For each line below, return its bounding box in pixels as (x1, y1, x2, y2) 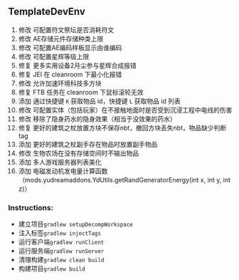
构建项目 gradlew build (18, 264, 85, 273)
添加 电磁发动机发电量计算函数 (18, 167, 108, 175)
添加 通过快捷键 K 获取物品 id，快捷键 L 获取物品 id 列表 (18, 96, 181, 105)
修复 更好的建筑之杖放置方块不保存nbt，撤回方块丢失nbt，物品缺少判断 (18, 123, 227, 132)
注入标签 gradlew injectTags (18, 229, 102, 237)
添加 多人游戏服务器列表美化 (18, 157, 102, 166)
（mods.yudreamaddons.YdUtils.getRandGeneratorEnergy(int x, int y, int (18, 175, 230, 184)
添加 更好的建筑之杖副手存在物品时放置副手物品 (18, 140, 158, 148)
